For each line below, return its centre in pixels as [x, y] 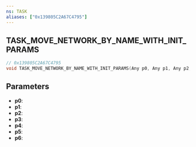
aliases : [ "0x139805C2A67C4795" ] [47, 17]
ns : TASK [17, 11]
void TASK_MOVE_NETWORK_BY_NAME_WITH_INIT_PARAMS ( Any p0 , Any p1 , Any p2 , [99, 69]
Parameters [28, 87]
